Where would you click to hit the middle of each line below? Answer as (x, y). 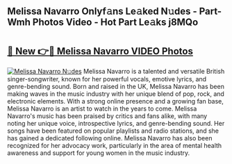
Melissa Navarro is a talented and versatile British (154, 71)
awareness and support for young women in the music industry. (99, 153)
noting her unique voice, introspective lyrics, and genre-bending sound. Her (116, 123)
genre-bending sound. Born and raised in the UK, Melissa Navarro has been (116, 87)
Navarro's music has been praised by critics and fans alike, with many (107, 116)
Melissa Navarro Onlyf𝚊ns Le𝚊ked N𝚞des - (102, 11)
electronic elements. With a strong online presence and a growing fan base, (116, 101)
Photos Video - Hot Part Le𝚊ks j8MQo (115, 23)
